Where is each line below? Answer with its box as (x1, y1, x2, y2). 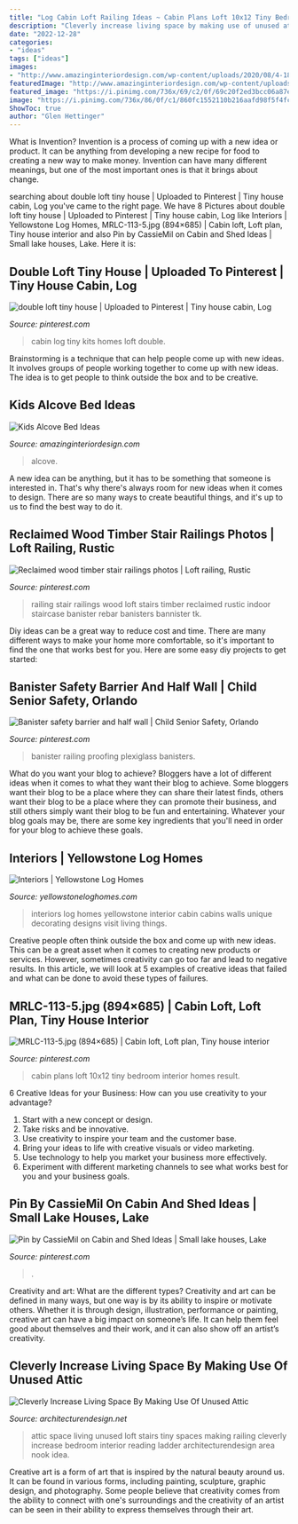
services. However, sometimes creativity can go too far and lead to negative (9, 954, 288, 965)
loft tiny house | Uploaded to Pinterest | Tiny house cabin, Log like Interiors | (9, 210, 287, 221)
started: (9, 653, 38, 664)
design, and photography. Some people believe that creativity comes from (9, 1485, 281, 1496)
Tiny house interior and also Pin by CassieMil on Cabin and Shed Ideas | (9, 229, 272, 240)
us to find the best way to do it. (9, 501, 122, 511)
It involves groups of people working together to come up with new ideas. (9, 362, 279, 373)
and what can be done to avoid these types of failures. (9, 973, 208, 983)
